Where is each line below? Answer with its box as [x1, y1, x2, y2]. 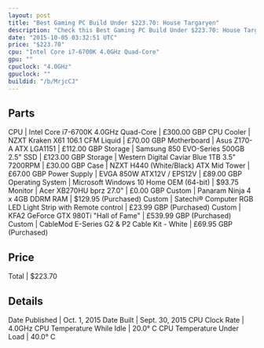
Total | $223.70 [8, 272, 57, 281]
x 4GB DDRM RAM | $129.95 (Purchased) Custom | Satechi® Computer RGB [8, 194, 254, 204]
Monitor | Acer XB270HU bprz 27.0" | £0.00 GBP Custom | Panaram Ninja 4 [8, 186, 251, 195]
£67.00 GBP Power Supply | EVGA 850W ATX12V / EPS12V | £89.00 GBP [8, 169, 242, 179]
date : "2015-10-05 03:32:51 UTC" [8, 33, 118, 42]
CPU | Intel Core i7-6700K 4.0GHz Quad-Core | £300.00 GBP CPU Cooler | [8, 128, 251, 137]
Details [8, 294, 43, 308]
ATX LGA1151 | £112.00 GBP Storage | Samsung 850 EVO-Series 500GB [14, 144, 245, 154]
